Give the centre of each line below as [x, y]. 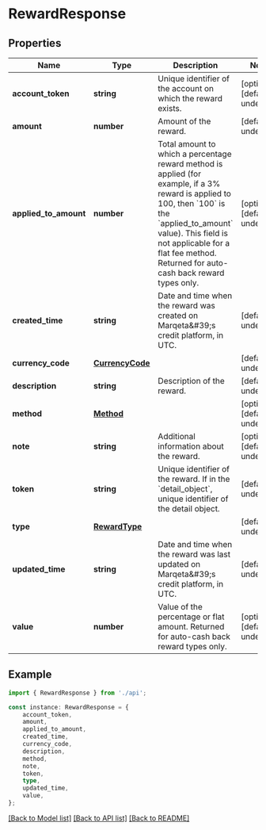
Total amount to [187, 144]
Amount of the [184, 121]
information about [191, 446]
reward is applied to [195, 193]
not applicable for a [194, 243]
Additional [177, 436]
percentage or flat [191, 617]
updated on [179, 564]
